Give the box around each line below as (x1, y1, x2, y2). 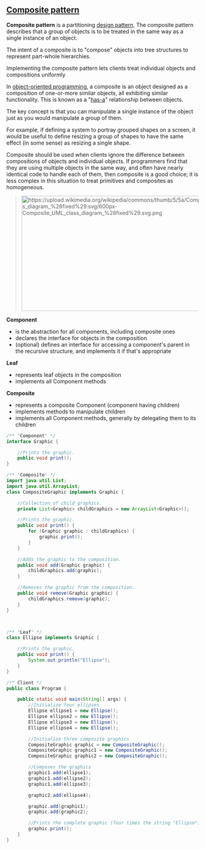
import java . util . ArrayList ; (6, 483, 81, 489)
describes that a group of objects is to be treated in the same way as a (6, 28, 184, 35)
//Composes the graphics (28, 764, 92, 771)
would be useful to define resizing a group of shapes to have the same (6, 132, 184, 140)
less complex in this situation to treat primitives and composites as (6, 177, 173, 184)
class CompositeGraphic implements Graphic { (6, 489, 124, 495)
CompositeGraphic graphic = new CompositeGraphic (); (28, 741, 165, 748)
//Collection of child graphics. (17, 500, 103, 506)
